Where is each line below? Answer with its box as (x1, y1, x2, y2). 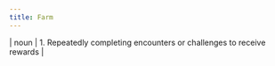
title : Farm (9, 12, 53, 22)
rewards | (9, 46, 44, 57)
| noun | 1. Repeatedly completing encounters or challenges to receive (9, 37, 266, 48)
